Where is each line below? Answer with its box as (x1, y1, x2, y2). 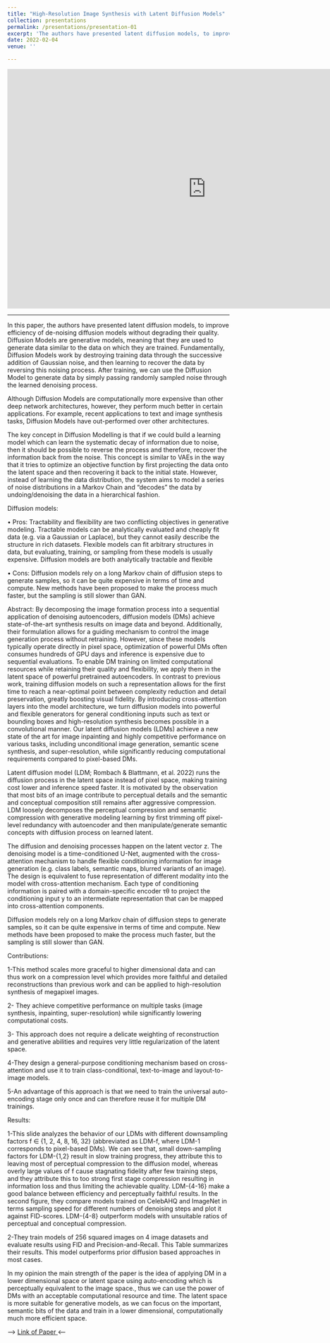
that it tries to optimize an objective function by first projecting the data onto (7, 461, 229, 469)
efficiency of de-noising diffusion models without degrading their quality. (7, 328, 219, 337)
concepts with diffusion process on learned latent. (7, 829, 154, 836)
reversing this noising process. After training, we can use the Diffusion (7, 366, 212, 374)
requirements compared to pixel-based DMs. (7, 755, 137, 763)
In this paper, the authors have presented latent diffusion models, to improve (7, 321, 229, 329)
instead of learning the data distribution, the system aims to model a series (7, 476, 224, 483)
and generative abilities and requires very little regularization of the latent (7, 1037, 220, 1046)
